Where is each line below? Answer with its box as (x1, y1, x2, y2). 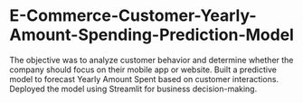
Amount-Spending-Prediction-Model (9, 24, 294, 45)
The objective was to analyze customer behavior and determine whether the (9, 54, 294, 65)
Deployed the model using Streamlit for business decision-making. (9, 83, 258, 94)
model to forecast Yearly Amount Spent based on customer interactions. (9, 73, 279, 84)
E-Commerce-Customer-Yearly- (9, 5, 257, 26)
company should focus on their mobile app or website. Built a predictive (9, 64, 278, 75)
